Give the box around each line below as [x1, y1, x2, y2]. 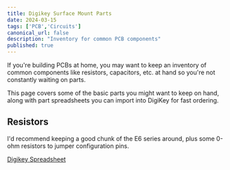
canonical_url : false [7, 29, 69, 36]
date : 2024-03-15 [7, 17, 57, 23]
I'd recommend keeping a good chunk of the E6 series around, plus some [7, 134, 215, 142]
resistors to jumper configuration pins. [21, 142, 129, 150]
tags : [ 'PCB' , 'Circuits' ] [7, 23, 81, 30]
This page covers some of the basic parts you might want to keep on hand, [7, 89, 220, 97]
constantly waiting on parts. [7, 76, 86, 83]
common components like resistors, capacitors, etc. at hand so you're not [7, 68, 216, 76]
